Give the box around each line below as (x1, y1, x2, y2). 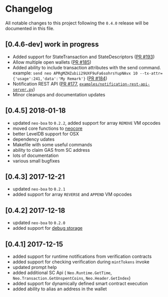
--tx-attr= (139, 71, 163, 76)
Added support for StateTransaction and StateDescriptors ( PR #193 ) (12, 53, 155, 60)
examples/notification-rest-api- (79, 82, 150, 87)
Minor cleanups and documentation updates (12, 91, 106, 97)
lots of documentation (12, 152, 59, 158)
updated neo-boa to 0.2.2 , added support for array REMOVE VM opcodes (12, 120, 161, 126)
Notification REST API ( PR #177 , (12, 80, 79, 87)
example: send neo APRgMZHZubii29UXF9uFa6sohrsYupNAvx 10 (12, 70, 138, 76)
